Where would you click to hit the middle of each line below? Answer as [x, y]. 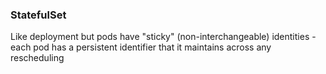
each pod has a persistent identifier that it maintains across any [141, 47]
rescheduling [37, 58]
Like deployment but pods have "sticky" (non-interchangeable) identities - [163, 37]
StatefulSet [38, 15]
